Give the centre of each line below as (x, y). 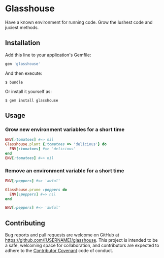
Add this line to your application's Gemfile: (48, 55)
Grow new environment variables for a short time (65, 129)
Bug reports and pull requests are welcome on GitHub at (62, 235)
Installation (23, 43)
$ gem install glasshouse (32, 100)
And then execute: (24, 73)
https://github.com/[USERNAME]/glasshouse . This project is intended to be (82, 240)
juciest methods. (22, 27)
